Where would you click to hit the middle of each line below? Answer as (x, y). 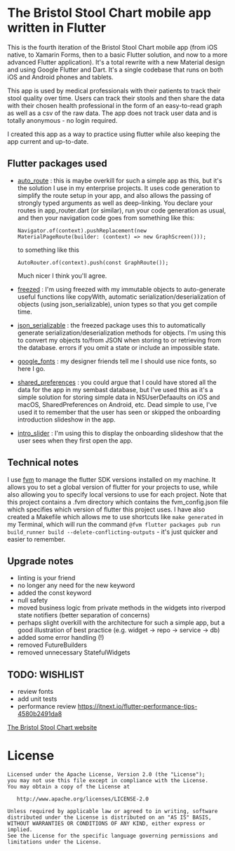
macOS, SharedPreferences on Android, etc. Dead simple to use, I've (117, 404)
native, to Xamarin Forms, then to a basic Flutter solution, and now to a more (117, 55)
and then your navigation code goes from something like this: (106, 217)
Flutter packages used (57, 164)
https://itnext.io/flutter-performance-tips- (137, 706)
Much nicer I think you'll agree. (62, 276)
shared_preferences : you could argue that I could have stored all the (117, 382)
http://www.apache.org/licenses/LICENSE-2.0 (83, 799)
